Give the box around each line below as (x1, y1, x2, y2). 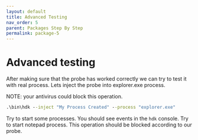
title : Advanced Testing (6, 14, 67, 20)
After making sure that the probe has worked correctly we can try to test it (6, 75, 187, 82)
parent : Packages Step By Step (6, 25, 83, 31)
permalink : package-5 (6, 31, 60, 36)
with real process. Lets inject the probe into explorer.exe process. (6, 82, 165, 89)
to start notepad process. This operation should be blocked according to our (6, 121, 192, 128)
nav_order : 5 (6, 19, 38, 25)
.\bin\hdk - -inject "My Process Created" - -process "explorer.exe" (6, 104, 176, 111)
